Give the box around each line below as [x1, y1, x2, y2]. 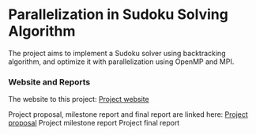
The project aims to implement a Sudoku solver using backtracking [8, 48, 226, 58]
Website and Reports [8, 77, 91, 88]
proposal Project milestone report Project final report [8, 118, 180, 128]
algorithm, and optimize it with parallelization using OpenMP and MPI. [8, 57, 235, 66]
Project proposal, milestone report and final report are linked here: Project [8, 110, 249, 119]
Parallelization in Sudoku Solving [8, 6, 229, 24]
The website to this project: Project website [8, 95, 149, 104]
